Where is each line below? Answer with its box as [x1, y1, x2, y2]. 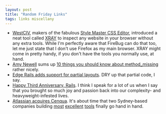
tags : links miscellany [5, 16, 55, 21]
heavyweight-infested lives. [12, 93, 69, 99]
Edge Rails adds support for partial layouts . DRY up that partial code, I [12, 72, 155, 78]
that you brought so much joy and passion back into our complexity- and [12, 87, 161, 94]
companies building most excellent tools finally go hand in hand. [12, 103, 144, 109]
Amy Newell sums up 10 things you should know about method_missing [12, 61, 159, 67]
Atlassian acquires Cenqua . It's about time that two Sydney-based [12, 98, 148, 104]
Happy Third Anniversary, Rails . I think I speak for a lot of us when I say [12, 82, 158, 88]
